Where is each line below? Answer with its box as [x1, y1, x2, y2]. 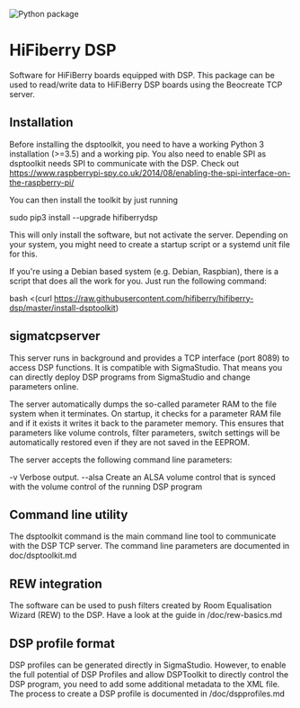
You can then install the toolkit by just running [9, 194, 178, 205]
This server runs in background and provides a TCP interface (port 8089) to [9, 352, 290, 363]
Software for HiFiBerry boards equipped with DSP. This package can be [9, 69, 276, 80]
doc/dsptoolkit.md [9, 550, 77, 561]
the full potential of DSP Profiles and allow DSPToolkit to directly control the [9, 669, 289, 679]
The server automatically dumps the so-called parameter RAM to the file [9, 399, 277, 409]
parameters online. [9, 381, 79, 391]
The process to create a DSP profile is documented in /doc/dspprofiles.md [9, 688, 285, 699]
